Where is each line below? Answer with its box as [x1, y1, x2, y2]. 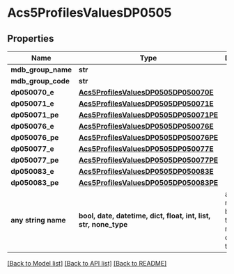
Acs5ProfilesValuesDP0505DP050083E [79, 167, 214, 176]
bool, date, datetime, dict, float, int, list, [79, 211, 211, 220]
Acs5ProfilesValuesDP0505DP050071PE [79, 110, 219, 120]
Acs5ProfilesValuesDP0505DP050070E [79, 88, 214, 97]
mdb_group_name [10, 65, 72, 74]
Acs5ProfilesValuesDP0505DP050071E [79, 99, 214, 108]
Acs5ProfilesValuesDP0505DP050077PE [79, 155, 219, 165]
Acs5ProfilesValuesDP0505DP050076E [79, 122, 214, 131]
